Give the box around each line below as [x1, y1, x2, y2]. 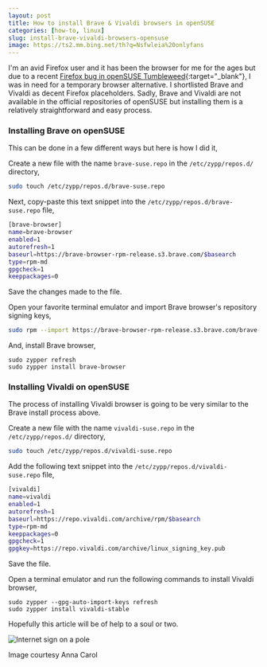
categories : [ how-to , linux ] [8, 26, 105, 34]
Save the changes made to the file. [8, 287, 122, 297]
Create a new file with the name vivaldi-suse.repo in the [8, 423, 195, 433]
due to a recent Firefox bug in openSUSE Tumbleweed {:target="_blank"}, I [8, 72, 252, 81]
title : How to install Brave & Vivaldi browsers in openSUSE [8, 19, 215, 27]
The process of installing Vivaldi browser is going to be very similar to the [8, 400, 249, 409]
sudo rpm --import [8, 326, 69, 334]
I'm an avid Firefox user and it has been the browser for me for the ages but [8, 63, 256, 72]
